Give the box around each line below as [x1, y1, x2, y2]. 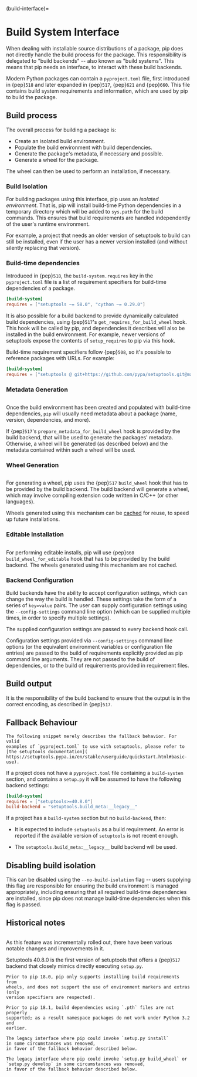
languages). [6, 498, 35, 505]
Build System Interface [6, 26, 120, 39]
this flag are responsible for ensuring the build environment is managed [6, 882, 179, 889]
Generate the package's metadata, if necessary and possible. [14, 150, 164, 157]
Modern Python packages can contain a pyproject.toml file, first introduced [6, 74, 190, 82]
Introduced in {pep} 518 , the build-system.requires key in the [6, 272, 154, 279]
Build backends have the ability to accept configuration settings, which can [6, 590, 188, 597]
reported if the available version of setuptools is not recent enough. [14, 832, 179, 839]
